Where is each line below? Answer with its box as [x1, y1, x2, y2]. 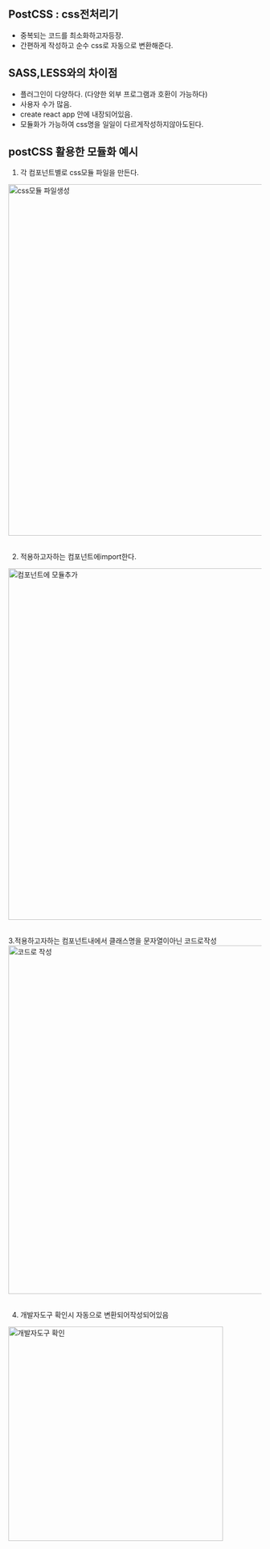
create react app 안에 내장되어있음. [19, 109, 133, 119]
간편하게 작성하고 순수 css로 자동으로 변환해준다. [19, 40, 174, 50]
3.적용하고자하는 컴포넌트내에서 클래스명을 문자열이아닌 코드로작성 [8, 936, 217, 946]
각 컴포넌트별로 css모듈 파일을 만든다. [19, 168, 139, 178]
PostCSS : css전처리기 [8, 7, 119, 22]
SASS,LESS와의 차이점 [8, 67, 118, 80]
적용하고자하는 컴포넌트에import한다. [19, 552, 137, 562]
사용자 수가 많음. [19, 99, 72, 108]
